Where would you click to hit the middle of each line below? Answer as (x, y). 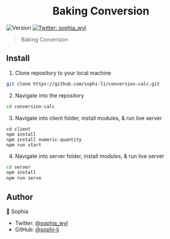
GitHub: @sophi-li (37, 229)
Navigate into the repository (49, 95)
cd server (19, 167)
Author (20, 197)
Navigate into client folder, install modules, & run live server (88, 118)
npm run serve (24, 178)
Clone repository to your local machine (63, 73)
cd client (19, 129)
